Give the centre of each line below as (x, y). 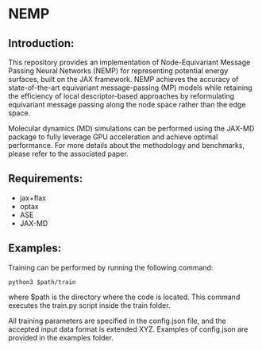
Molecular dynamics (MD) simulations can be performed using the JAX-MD (131, 128)
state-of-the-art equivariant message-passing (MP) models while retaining (130, 87)
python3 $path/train (42, 282)
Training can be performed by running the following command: (111, 267)
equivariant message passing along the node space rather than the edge (127, 105)
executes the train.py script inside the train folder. (89, 305)
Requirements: (46, 179)
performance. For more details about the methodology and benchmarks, (126, 145)
